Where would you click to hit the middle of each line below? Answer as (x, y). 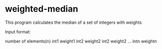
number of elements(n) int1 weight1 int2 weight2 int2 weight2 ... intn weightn (81, 41)
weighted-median (42, 9)
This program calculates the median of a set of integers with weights (73, 22)
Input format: (18, 32)
